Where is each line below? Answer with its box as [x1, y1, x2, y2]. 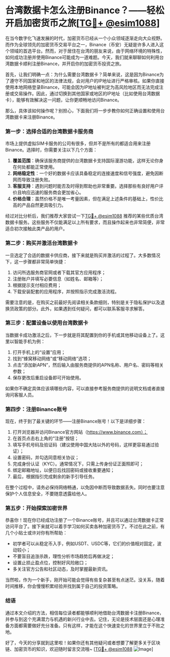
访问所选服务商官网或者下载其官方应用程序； [12, 269, 106, 275]
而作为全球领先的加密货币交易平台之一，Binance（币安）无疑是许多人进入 [5, 41, 160, 47]
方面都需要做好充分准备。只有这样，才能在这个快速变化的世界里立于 [9, 622, 152, 629]
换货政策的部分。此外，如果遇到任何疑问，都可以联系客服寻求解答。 [5, 306, 147, 312]
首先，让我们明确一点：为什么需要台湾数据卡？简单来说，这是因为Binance [5, 71, 160, 77]
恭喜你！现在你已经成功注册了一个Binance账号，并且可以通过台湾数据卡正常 [5, 517, 164, 523]
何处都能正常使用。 [17, 164, 57, 170]
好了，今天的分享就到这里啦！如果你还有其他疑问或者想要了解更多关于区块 [5, 639, 160, 646]
